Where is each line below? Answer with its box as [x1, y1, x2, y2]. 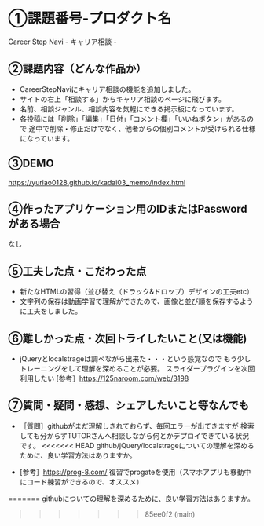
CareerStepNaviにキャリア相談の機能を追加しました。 [19, 84, 196, 93]
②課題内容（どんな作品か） [8, 62, 147, 75]
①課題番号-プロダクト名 [8, 9, 172, 27]
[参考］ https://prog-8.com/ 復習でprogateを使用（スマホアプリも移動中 [19, 467, 251, 477]
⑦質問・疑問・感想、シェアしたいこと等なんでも [8, 399, 250, 412]
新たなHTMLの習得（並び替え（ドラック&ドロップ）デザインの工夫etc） [19, 287, 254, 297]
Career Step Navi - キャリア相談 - [8, 37, 117, 46]
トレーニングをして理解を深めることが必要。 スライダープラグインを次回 [19, 364, 255, 373]
